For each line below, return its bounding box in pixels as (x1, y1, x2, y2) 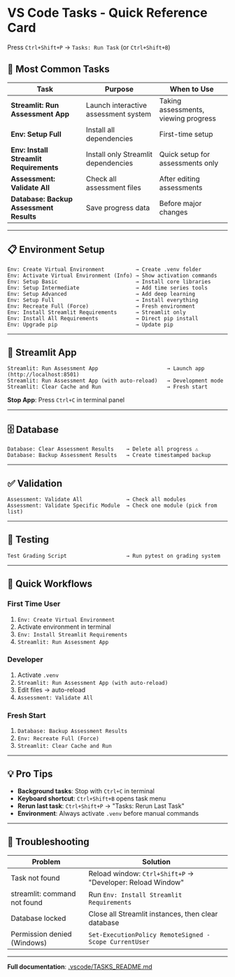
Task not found (10, 873, 60, 882)
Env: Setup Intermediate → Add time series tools (7, 284, 208, 292)
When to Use (169, 84, 215, 94)
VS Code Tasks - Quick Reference (7, 5, 208, 21)
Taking (159, 96, 182, 106)
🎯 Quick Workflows (7, 578, 93, 590)
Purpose (104, 84, 134, 94)
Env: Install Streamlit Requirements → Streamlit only (7, 308, 187, 316)
